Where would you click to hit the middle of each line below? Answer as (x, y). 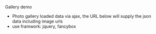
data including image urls (37, 21)
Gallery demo (18, 7)
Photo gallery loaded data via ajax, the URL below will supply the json (82, 16)
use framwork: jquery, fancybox (44, 26)
